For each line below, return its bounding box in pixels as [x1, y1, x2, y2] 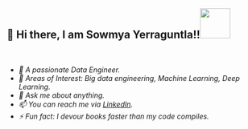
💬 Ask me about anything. [18, 90, 105, 100]
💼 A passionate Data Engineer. [18, 65, 121, 75]
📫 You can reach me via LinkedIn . [18, 99, 134, 109]
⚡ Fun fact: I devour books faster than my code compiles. [18, 111, 209, 121]
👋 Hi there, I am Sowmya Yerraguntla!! [6, 28, 201, 42]
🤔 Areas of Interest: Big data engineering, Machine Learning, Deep [18, 73, 240, 83]
